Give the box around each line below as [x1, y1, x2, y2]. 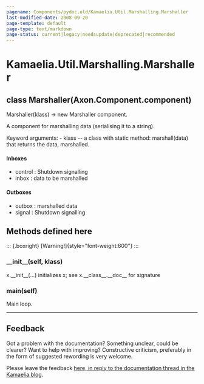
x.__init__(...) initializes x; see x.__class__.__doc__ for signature [6, 271, 161, 278]
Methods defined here [6, 226, 92, 236]
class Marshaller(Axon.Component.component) [6, 95, 192, 105]
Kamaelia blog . [6, 371, 44, 378]
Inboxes [6, 154, 27, 162]
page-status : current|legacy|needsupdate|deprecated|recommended [6, 32, 175, 38]
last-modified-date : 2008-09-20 [6, 15, 88, 21]
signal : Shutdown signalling [15, 208, 86, 216]
